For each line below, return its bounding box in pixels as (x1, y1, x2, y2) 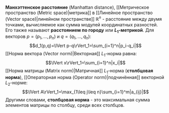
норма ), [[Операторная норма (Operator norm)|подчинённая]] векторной (5, 74, 164, 80)
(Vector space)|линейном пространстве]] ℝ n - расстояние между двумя (5, 15, 162, 22)
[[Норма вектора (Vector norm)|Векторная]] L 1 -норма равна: (5, 51, 137, 58)
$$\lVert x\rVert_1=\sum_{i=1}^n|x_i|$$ (45, 60, 126, 66)
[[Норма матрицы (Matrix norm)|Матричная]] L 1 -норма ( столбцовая (5, 68, 154, 75)
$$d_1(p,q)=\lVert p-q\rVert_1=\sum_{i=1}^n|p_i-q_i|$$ (29, 43, 142, 49)
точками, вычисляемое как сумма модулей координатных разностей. (5, 21, 158, 27)
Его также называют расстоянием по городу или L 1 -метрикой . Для (5, 27, 154, 34)
